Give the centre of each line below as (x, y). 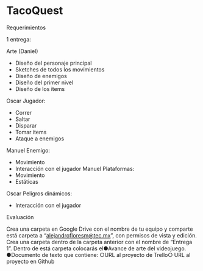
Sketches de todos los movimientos (60, 69)
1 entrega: (19, 39)
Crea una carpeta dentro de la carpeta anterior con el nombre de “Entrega (99, 242)
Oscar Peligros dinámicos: (39, 193)
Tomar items (31, 132)
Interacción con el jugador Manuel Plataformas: (75, 168)
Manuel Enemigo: (28, 150)
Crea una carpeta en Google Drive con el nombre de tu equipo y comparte (100, 229)
